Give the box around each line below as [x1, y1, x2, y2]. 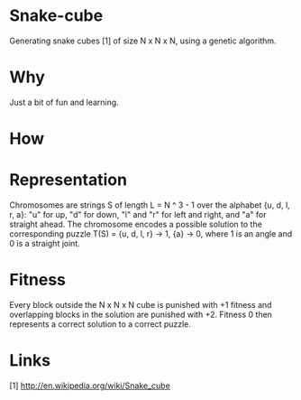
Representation [9, 170, 128, 191]
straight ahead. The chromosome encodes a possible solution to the [9, 219, 263, 229]
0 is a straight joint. [9, 238, 81, 248]
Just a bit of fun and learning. [9, 97, 119, 107]
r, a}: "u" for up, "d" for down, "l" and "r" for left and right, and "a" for [9, 209, 267, 219]
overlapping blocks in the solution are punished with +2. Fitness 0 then [9, 309, 273, 320]
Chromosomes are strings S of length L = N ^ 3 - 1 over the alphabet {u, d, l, [9, 200, 290, 210]
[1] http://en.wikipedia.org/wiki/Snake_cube [9, 380, 171, 391]
